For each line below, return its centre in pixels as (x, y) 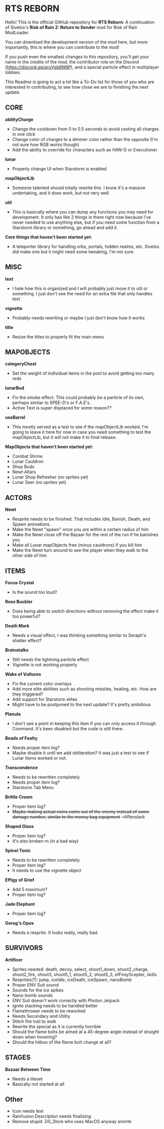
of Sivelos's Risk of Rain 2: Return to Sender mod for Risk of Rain (71, 27)
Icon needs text (28, 1111)
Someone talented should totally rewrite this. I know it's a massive (79, 188)
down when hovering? (35, 1037)
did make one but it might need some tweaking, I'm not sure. (73, 252)
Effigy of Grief (20, 880)
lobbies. (13, 72)
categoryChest (21, 364)
